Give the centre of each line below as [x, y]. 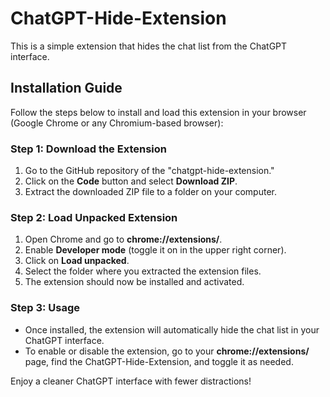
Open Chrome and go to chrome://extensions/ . [123, 239]
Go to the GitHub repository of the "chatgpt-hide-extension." [149, 171]
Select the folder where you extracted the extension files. [143, 271]
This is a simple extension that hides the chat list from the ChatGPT [149, 46]
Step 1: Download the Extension [88, 149]
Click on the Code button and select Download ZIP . [131, 181]
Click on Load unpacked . [77, 261]
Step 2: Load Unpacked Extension [94, 217]
